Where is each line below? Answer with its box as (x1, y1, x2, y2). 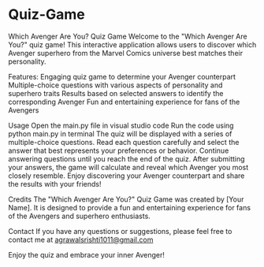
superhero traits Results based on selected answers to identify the (8, 88, 224, 98)
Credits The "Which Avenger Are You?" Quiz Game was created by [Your (8, 195, 244, 204)
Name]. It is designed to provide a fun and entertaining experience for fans (8, 202, 251, 212)
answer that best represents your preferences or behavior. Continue (8, 146, 229, 155)
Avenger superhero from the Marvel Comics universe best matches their (8, 48, 243, 57)
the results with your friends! (8, 179, 102, 188)
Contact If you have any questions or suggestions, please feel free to (8, 226, 232, 235)
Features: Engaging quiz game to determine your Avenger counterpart (8, 72, 236, 81)
